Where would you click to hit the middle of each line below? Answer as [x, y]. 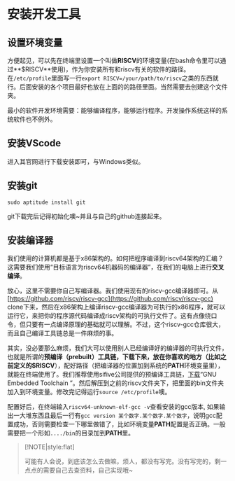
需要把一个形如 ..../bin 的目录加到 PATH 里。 [71, 433]
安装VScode [34, 143]
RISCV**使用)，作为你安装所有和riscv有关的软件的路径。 [108, 69]
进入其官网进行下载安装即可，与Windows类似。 [76, 161]
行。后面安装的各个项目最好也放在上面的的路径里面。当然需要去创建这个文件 [117, 87]
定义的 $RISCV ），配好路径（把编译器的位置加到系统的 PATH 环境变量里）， [119, 365]
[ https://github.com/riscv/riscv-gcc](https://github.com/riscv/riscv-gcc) [110, 299]
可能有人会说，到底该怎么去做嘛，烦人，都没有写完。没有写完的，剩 [122, 461]
